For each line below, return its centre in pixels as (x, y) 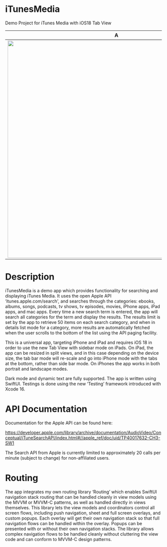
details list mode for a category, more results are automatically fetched (78, 327)
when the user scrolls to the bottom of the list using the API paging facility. (82, 333)
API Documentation (46, 409)
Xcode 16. (15, 389)
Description (30, 277)
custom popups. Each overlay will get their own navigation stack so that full (83, 518)
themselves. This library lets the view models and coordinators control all (80, 507)
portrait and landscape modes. (37, 369)
